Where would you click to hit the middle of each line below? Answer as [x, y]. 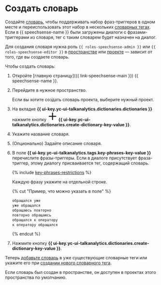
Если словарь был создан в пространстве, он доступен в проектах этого [80, 272]
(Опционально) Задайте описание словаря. [57, 143]
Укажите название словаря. [41, 134]
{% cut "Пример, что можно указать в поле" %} [61, 191]
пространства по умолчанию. [36, 277]
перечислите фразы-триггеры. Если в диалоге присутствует [74, 158]
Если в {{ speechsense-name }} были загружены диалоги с [66, 32]
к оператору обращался [35, 225]
